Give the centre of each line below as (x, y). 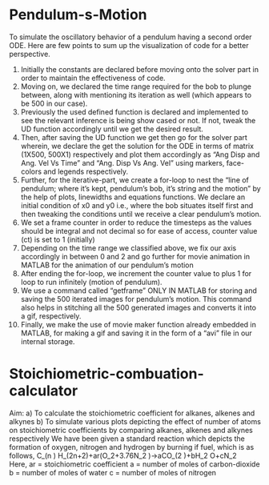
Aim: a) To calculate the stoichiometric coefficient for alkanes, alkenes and (132, 413)
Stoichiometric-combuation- (106, 374)
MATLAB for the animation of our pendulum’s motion (107, 265)
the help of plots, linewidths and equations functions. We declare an (133, 197)
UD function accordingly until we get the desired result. (112, 129)
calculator (44, 391)
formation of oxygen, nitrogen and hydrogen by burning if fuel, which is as (132, 447)
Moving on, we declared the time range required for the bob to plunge (136, 86)
